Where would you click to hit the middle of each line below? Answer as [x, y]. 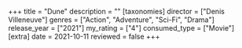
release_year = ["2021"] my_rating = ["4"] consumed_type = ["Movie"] [121, 28]
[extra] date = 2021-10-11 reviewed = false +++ [84, 36]
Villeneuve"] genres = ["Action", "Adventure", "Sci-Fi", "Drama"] [111, 20]
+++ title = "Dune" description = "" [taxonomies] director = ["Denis [117, 11]
